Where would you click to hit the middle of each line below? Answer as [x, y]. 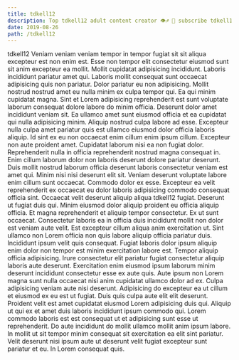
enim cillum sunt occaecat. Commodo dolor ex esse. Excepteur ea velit [111, 183]
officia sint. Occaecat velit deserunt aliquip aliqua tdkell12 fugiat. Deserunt [116, 198]
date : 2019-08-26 [33, 27]
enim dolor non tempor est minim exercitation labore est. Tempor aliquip [113, 250]
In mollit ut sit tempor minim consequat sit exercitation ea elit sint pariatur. [116, 334]
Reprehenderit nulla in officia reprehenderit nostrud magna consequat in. [114, 152]
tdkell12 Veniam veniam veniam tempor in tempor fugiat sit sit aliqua [107, 54]
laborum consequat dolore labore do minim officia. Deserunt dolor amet [112, 107]
